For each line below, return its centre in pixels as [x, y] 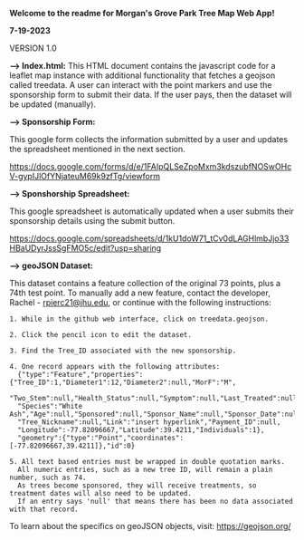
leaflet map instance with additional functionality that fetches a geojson [142, 75]
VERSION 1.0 [33, 48]
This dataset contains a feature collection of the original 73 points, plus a [145, 283]
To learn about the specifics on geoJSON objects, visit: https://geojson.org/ [150, 526]
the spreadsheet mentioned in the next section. [97, 149]
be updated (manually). [53, 104]
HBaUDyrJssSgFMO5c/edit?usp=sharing [85, 248]
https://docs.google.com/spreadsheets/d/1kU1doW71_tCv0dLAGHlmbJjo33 [149, 238]
